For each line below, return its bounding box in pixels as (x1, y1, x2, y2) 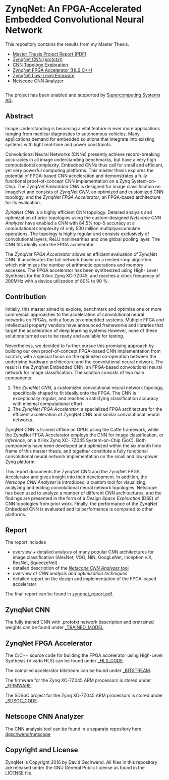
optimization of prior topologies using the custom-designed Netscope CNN (5, 214, 161, 220)
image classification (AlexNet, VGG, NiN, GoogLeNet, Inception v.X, (12, 554, 153, 561)
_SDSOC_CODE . (5, 698, 39, 704)
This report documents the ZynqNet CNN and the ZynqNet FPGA (5, 468, 140, 474)
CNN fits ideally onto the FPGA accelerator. (5, 241, 95, 247)
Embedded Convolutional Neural (5, 14, 144, 25)
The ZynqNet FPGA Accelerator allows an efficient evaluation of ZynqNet (5, 251, 157, 257)
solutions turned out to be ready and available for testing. (5, 332, 125, 339)
